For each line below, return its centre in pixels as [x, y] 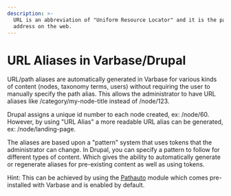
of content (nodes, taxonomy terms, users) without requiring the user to [109, 87]
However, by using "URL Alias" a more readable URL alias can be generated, [115, 122]
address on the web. [43, 26]
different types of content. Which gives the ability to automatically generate [114, 157]
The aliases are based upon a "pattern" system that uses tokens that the [110, 142]
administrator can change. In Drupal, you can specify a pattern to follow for [113, 150]
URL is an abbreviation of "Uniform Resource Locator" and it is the [115, 20]
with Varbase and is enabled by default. [89, 185]
